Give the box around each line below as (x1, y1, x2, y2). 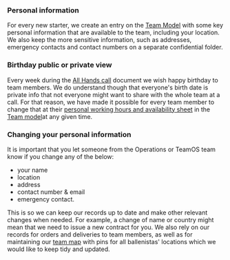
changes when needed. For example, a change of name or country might (7, 215, 214, 224)
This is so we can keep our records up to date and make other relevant (7, 208, 208, 217)
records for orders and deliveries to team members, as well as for (7, 230, 193, 239)
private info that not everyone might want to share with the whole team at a (7, 90, 220, 98)
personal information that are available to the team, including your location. (7, 28, 220, 36)
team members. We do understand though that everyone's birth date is (7, 83, 209, 91)
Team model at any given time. (7, 112, 93, 120)
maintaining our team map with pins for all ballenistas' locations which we (7, 237, 216, 246)
